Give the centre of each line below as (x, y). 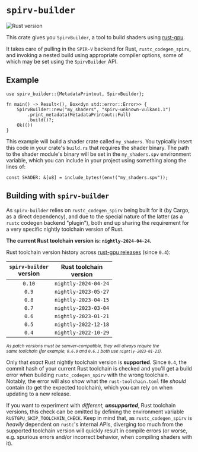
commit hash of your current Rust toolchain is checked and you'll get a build (99, 368)
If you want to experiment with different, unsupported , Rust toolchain (91, 405)
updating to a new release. (39, 394)
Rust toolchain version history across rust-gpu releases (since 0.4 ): (88, 252)
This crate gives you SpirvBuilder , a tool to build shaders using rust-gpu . (96, 37)
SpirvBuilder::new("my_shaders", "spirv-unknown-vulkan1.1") (94, 109)
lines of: (16, 167)
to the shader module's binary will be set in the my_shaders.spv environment (99, 154)
